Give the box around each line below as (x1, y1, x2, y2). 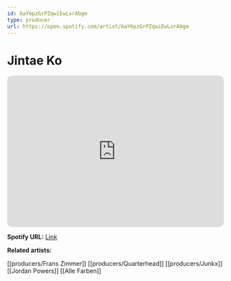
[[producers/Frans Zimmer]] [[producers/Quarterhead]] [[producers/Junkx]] (7, 260, 223, 268)
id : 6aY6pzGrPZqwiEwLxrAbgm (7, 10, 88, 17)
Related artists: (7, 246, 52, 255)
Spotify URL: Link (7, 233, 58, 241)
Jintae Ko (7, 52, 63, 68)
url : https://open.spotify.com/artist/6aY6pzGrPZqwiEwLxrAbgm (7, 23, 189, 30)
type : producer (7, 17, 51, 23)
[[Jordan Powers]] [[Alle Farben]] (7, 267, 102, 275)
